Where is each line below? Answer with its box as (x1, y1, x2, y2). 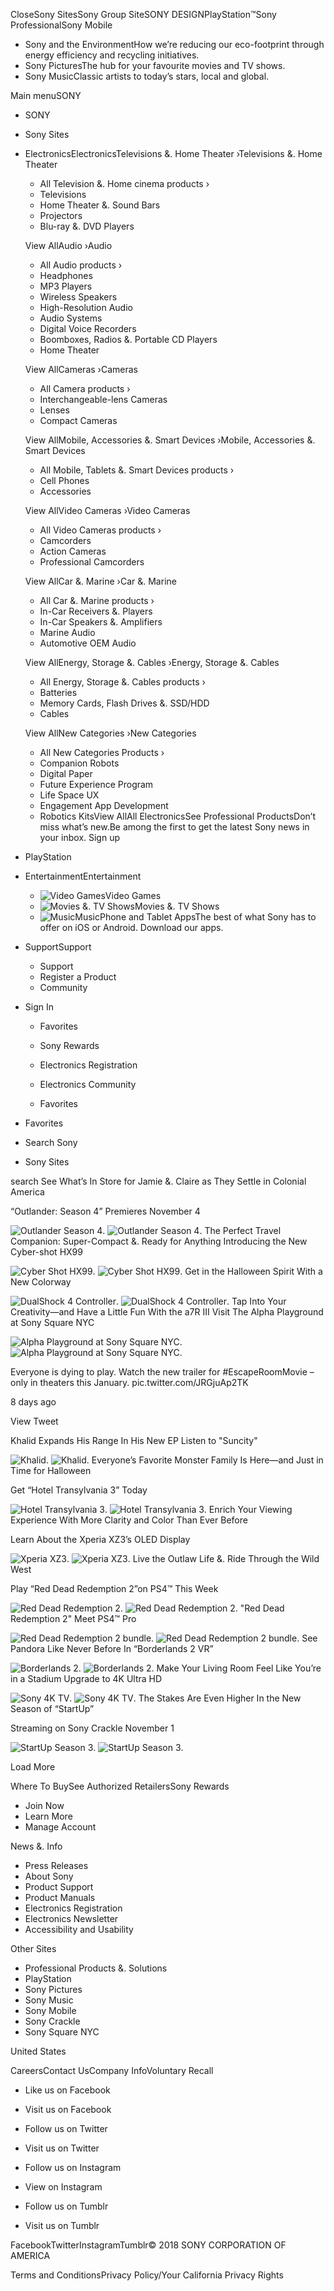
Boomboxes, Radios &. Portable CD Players (39, 334, 218, 345)
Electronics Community (39, 1079, 137, 1090)
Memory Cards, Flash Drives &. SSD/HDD (39, 697, 210, 709)
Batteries (39, 687, 78, 698)
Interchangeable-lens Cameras (39, 394, 168, 405)
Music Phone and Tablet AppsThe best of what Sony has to (74, 911, 317, 923)
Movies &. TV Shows (134, 900, 220, 912)
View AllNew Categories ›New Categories (24, 727, 197, 739)
